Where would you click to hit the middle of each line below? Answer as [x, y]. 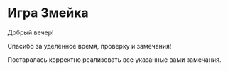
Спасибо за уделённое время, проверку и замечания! [89, 46]
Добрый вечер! [31, 32]
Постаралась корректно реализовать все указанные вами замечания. [114, 59]
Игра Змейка [48, 13]
